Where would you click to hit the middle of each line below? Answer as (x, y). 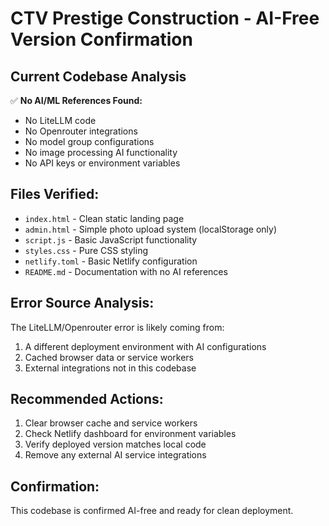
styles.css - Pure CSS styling (86, 250)
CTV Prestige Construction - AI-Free (165, 18)
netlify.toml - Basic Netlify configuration (111, 261)
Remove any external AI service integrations (115, 455)
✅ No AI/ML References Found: (76, 100)
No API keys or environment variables (102, 163)
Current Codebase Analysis (98, 76)
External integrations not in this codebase (110, 368)
